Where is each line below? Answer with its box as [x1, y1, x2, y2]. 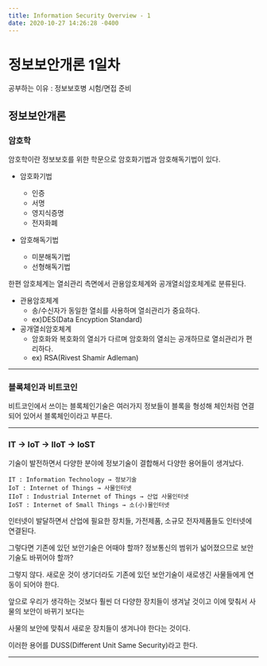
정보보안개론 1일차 [8, 56, 121, 74]
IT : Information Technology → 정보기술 [8, 475, 137, 484]
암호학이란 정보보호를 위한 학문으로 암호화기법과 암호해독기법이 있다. [8, 154, 221, 164]
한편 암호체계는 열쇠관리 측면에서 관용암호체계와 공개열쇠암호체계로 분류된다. [8, 279, 246, 289]
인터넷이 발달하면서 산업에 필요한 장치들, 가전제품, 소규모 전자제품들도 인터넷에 [8, 516, 253, 525]
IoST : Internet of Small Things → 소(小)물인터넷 [8, 500, 170, 509]
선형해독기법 [31, 262, 71, 271]
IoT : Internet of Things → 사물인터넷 [8, 484, 132, 492]
